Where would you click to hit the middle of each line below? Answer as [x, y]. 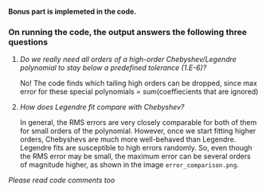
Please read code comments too [62, 180]
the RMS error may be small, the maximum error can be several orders [135, 156]
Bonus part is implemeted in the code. [72, 12]
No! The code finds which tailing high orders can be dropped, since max [138, 84]
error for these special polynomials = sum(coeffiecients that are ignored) [139, 92]
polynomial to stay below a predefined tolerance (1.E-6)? [113, 68]
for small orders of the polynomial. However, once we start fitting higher [138, 131]
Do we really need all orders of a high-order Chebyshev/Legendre [128, 60]
